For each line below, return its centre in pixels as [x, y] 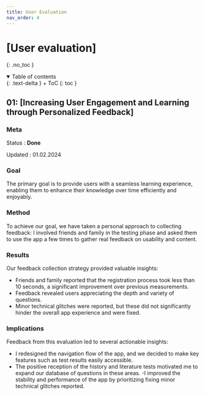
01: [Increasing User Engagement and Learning [98, 103]
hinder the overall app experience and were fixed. [78, 313]
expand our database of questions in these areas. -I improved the [98, 373]
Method [18, 213]
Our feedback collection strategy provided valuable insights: [82, 268]
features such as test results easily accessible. [74, 360]
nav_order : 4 [23, 18]
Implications [25, 328]
